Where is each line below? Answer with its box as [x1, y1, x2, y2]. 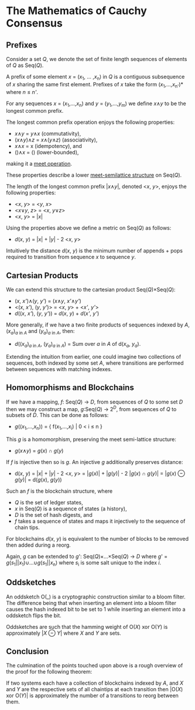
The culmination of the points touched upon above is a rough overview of [6, 662, 183, 669]
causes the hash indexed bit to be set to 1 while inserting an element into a [6, 605, 186, 613]
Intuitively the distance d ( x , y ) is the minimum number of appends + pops [6, 247, 183, 254]
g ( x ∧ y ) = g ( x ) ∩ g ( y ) [14, 447, 64, 455]
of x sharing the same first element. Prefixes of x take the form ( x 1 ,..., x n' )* [6, 80, 183, 89]
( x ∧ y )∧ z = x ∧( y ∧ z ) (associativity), [14, 136, 98, 143]
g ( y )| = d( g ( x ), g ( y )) [14, 476, 63, 483]
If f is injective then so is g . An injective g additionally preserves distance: [6, 459, 183, 466]
